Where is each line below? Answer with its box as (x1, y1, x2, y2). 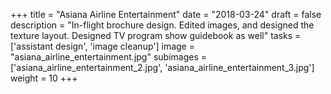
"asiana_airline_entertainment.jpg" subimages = (10, 51, 207, 63)
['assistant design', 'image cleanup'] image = (10, 40, 195, 52)
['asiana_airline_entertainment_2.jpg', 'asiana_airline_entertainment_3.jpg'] (10, 62, 315, 73)
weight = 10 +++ (10, 72, 78, 84)
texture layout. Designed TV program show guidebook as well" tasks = (10, 30, 302, 41)
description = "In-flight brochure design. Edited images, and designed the (10, 19, 315, 31)
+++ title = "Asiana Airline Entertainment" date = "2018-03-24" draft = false (10, 9, 322, 20)
